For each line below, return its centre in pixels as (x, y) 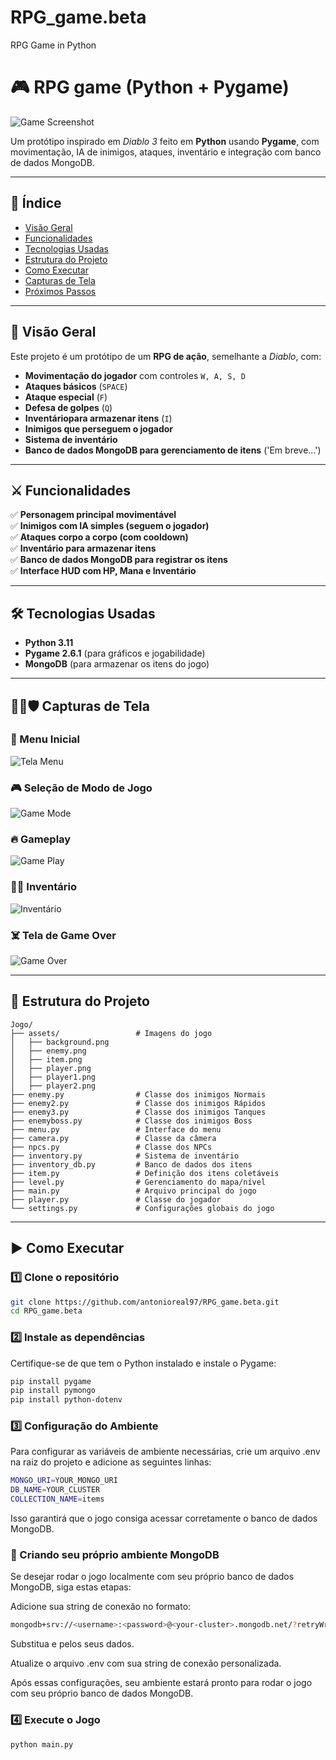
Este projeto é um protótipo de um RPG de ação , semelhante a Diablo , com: (166, 356)
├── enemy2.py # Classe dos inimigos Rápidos (138, 1103)
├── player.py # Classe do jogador (116, 1199)
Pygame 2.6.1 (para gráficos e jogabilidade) (115, 653)
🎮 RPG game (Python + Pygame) (150, 87)
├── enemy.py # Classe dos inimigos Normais (138, 1094)
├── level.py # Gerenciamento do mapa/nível (138, 1182)
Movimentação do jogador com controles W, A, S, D (135, 375)
